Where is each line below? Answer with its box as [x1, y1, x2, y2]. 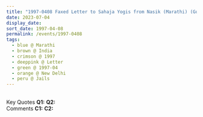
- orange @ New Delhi [11, 70, 66, 76]
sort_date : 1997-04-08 [6, 25, 63, 32]
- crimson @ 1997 [11, 53, 56, 59]
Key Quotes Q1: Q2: [6, 98, 56, 106]
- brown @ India [11, 48, 53, 54]
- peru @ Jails [11, 76, 50, 82]
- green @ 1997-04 [11, 64, 59, 71]
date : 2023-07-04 [6, 14, 50, 20]
